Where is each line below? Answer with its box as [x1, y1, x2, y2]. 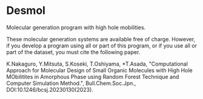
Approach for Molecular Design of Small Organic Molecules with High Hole [6, 66, 193, 73]
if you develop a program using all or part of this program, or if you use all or [6, 42, 197, 49]
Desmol [6, 4, 45, 18]
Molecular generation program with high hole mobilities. [6, 24, 146, 31]
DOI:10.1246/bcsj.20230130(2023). [6, 86, 94, 93]
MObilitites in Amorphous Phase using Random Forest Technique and [6, 73, 179, 80]
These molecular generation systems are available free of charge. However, [6, 35, 196, 43]
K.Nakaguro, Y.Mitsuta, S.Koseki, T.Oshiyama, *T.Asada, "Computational [6, 60, 188, 67]
